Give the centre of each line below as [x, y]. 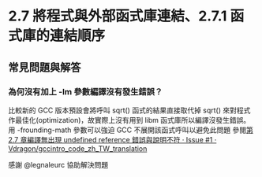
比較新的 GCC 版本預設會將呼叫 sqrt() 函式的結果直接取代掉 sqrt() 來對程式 [129, 110]
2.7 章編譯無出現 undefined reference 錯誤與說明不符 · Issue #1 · [112, 139]
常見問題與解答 [45, 67]
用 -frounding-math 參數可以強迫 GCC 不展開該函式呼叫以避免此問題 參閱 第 [131, 130]
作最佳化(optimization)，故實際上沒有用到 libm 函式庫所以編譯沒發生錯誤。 [129, 120]
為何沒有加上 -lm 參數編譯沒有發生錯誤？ [86, 91]
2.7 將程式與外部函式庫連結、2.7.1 [118, 16]
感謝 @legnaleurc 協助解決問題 [58, 164]
